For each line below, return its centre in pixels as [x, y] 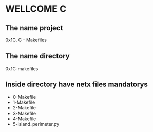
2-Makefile [24, 107]
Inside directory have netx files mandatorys [76, 85]
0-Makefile [24, 97]
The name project [34, 28]
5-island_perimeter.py [36, 124]
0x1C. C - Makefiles [26, 40]
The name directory [38, 56]
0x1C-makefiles [22, 68]
